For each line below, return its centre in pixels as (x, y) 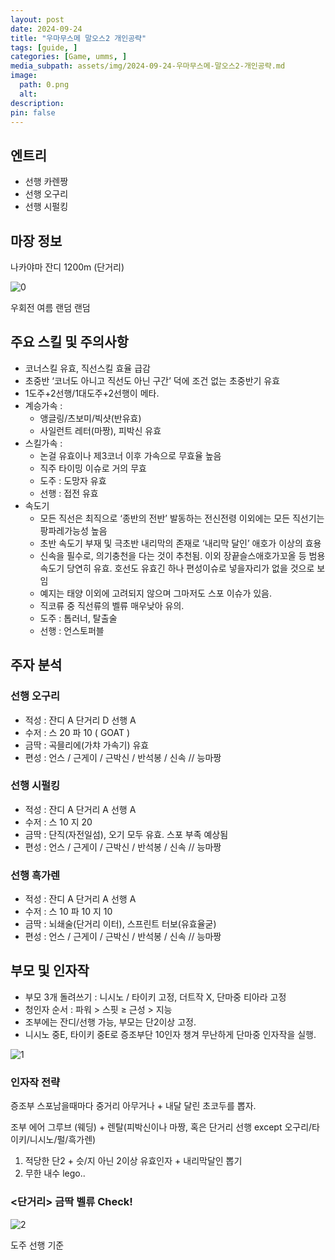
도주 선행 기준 (37, 1245)
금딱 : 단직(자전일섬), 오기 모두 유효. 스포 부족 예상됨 (126, 834)
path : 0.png (44, 85)
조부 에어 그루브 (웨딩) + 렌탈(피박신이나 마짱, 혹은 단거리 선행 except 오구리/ (161, 1127)
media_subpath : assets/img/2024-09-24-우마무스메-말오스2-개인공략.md (148, 66)
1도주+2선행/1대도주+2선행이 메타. (92, 393)
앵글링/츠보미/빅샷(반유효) (90, 418)
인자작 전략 (35, 1082)
